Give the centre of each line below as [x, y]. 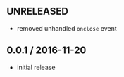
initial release [36, 67]
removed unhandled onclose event [67, 28]
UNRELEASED [37, 12]
